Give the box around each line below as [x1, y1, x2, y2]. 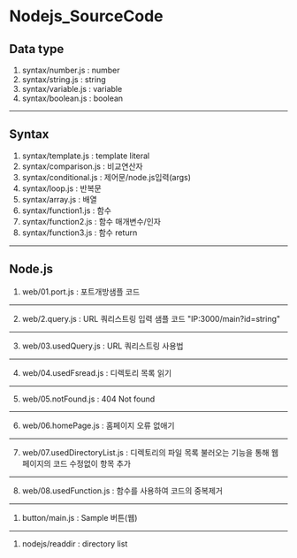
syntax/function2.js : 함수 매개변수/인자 [21, 216, 162, 226]
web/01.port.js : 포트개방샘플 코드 [21, 286, 141, 297]
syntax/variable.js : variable [21, 84, 123, 94]
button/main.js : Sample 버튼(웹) [21, 512, 138, 523]
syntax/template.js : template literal [21, 150, 150, 161]
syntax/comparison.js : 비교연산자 [21, 161, 143, 172]
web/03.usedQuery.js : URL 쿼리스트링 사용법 [21, 340, 184, 351]
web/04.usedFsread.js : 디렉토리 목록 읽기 [21, 367, 172, 378]
